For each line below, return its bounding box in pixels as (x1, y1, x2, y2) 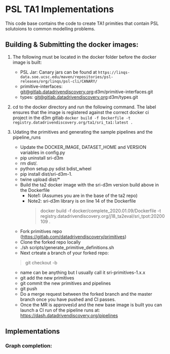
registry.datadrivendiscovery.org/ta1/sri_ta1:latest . (12, 120, 133, 125)
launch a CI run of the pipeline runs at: (20, 307, 100, 313)
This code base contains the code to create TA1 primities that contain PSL (5, 20, 159, 26)
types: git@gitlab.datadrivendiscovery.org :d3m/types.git (20, 94, 138, 100)
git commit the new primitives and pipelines (20, 280, 111, 286)
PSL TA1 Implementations (5, 4, 114, 15)
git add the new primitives (20, 274, 74, 281)
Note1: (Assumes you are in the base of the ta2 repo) (27, 192, 138, 199)
